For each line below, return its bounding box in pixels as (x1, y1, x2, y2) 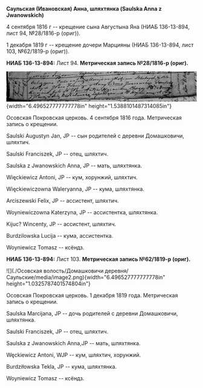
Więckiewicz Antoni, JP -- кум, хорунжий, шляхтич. (6, 173, 138, 180)
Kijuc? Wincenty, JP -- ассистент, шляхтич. (6, 220, 117, 227)
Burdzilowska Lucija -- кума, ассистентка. (6, 232, 114, 239)
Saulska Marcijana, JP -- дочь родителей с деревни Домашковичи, (6, 310, 178, 317)
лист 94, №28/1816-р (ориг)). (6, 30, 80, 37)
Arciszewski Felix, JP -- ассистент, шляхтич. (6, 197, 119, 204)
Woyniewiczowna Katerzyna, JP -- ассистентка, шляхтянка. (6, 208, 158, 216)
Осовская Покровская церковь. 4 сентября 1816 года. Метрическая (6, 114, 182, 121)
